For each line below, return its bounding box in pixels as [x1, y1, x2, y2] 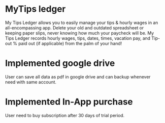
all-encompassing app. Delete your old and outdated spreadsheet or [5, 25, 144, 30]
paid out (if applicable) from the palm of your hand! [18, 40, 122, 46]
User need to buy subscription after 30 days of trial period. [5, 112, 125, 118]
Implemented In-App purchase [5, 97, 133, 107]
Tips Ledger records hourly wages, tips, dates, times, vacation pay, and [5, 35, 151, 41]
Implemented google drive [5, 58, 115, 69]
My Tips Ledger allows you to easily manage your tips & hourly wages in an [5, 20, 159, 25]
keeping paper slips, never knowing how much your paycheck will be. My [5, 30, 154, 36]
